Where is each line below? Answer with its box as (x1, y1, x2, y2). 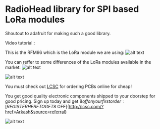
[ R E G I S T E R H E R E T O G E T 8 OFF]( (5, 103, 69, 109)
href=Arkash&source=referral (5, 109, 65, 115)
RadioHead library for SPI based (5, 3, 139, 15)
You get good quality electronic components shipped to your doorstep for (5, 93, 156, 99)
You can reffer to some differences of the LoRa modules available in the (5, 59, 152, 65)
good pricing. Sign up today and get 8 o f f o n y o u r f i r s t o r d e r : (5, 98, 124, 104)
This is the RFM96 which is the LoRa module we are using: (5, 49, 125, 55)
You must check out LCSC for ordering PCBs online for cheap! (5, 83, 132, 89)
